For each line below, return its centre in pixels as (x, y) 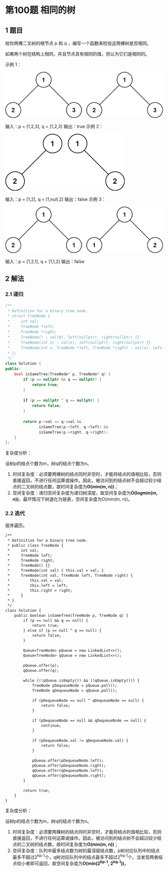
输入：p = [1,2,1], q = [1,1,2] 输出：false (45, 261)
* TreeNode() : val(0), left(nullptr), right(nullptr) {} (73, 337)
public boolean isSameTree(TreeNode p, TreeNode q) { (71, 615)
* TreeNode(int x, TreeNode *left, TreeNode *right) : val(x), (79, 348)
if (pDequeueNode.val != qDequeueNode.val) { (80, 740)
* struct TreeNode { (29, 316)
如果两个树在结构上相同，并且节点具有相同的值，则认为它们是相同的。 (77, 54)
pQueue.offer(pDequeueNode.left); (68, 760)
